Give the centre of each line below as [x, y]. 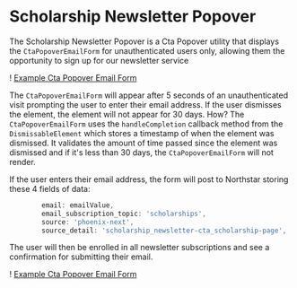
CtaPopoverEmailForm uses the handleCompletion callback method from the [146, 124]
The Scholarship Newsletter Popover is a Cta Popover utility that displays [144, 41]
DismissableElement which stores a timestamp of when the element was [142, 133]
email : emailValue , [78, 205]
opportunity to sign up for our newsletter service [99, 60]
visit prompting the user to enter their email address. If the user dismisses [145, 104]
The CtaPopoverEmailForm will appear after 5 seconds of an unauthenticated [149, 95]
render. [22, 161]
